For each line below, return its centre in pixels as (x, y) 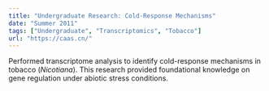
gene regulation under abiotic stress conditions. (89, 78)
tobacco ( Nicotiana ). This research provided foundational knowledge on (129, 70)
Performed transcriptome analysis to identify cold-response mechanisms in (135, 61)
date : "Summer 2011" (43, 23)
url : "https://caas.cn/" (50, 38)
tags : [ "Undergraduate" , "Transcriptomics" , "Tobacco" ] (105, 31)
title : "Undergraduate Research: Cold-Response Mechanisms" (113, 16)
